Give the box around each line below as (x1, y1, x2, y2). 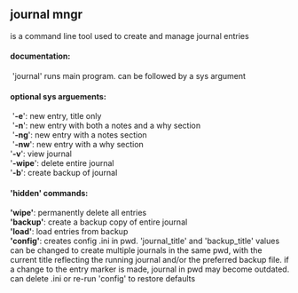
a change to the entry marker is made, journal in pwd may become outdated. (10, 264, 290, 274)
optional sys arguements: (10, 91, 107, 101)
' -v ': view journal (10, 148, 72, 159)
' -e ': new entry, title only (12, 111, 102, 122)
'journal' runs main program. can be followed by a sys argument (12, 71, 247, 82)
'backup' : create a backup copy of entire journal (10, 217, 188, 227)
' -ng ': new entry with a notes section (12, 130, 147, 140)
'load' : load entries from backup (10, 226, 129, 237)
